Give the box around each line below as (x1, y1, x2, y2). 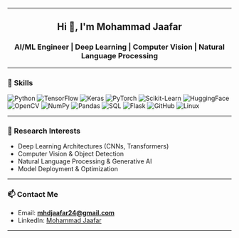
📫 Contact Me (7, 190, 58, 200)
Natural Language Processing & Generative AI (17, 157, 152, 166)
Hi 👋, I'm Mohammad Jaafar (56, 21, 183, 33)
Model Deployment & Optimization (17, 165, 119, 173)
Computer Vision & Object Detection (17, 150, 124, 158)
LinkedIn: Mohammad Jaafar (17, 216, 102, 225)
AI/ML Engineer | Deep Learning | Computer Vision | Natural (14, 42, 225, 52)
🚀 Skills (7, 77, 33, 87)
